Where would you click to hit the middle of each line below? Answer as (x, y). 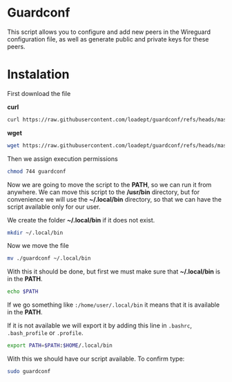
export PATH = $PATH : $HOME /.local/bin (60, 346)
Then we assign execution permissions (63, 159)
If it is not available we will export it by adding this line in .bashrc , (99, 325)
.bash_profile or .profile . (45, 333)
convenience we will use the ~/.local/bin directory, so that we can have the (115, 199)
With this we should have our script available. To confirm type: (96, 359)
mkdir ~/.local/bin (35, 233)
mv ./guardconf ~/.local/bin (49, 258)
